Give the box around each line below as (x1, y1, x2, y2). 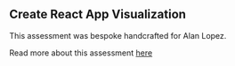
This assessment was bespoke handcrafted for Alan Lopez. (9, 30, 227, 40)
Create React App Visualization (9, 7, 187, 22)
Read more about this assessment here (9, 48, 153, 58)
